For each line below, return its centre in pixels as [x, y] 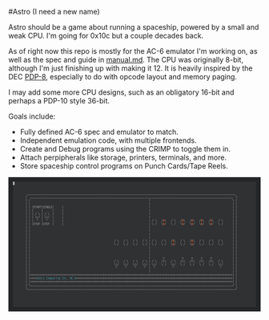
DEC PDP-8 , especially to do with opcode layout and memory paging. [123, 77]
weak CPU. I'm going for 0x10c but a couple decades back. [106, 36]
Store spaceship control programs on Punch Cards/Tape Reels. [124, 166]
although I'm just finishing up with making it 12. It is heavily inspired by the [130, 68]
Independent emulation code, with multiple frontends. [108, 140]
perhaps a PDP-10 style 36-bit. [59, 101]
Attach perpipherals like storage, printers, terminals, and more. [123, 157]
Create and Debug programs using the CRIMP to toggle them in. [125, 149]
